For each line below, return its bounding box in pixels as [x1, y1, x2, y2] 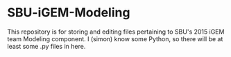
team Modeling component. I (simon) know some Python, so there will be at [7, 34, 223, 43]
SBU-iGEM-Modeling [7, 5, 130, 21]
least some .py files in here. [7, 42, 86, 50]
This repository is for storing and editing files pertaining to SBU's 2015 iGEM [7, 27, 225, 36]
